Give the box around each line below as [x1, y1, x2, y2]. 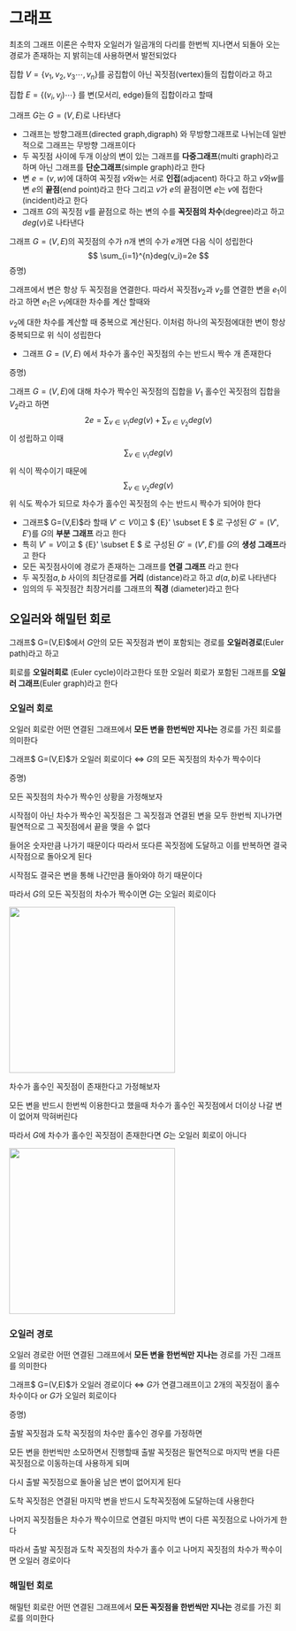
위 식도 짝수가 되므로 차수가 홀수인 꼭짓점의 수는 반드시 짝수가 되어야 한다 [9, 497, 262, 509]
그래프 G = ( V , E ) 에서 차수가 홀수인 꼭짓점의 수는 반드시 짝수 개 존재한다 [21, 348, 272, 358]
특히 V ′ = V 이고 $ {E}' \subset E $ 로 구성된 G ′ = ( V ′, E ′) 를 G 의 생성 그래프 [21, 539, 280, 550]
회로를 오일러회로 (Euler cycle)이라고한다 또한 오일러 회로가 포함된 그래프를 [9, 666, 269, 677]
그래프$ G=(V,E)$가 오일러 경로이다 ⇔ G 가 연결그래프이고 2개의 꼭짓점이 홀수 [9, 1380, 280, 1390]
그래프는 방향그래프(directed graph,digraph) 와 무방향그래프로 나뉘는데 [21, 128, 270, 139]
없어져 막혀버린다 [18, 1112, 78, 1121]
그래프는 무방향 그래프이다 [45, 139, 136, 150]
